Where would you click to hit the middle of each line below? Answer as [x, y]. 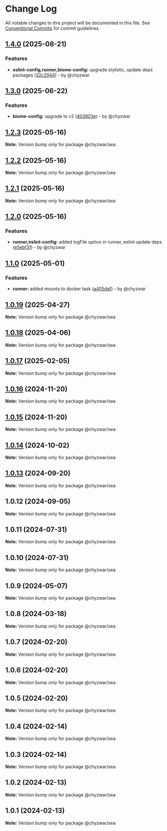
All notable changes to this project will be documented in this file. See [78, 23]
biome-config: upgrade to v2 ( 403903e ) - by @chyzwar [71, 116]
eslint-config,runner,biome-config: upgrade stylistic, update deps [82, 69]
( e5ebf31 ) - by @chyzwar [39, 247]
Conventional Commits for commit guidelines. [52, 28]
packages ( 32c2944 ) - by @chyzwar [51, 75]
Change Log [31, 9]
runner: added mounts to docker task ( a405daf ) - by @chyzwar [79, 289]
